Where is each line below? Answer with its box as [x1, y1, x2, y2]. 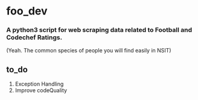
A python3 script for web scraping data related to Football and [6, 26, 193, 34]
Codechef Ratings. [6, 33, 62, 42]
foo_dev [6, 4, 48, 18]
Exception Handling [14, 80, 64, 88]
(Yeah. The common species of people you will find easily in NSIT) [6, 47, 171, 54]
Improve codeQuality [14, 87, 68, 94]
